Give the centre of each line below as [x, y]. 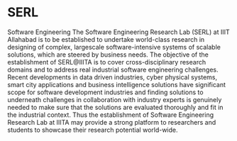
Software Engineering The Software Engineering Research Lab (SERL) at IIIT [118, 32]
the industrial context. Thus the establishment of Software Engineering [111, 115]
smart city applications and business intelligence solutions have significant [116, 84]
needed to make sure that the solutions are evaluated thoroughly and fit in [115, 107]
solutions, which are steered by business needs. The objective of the [108, 55]
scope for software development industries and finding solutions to [105, 92]
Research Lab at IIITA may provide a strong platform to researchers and [112, 122]
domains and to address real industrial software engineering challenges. [113, 69]
